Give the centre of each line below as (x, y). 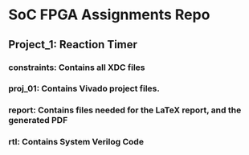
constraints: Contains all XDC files (77, 67)
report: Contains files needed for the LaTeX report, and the (125, 110)
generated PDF (38, 120)
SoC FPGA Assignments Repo (109, 15)
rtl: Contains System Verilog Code (76, 142)
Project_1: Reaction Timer (73, 45)
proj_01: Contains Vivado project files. (84, 88)
